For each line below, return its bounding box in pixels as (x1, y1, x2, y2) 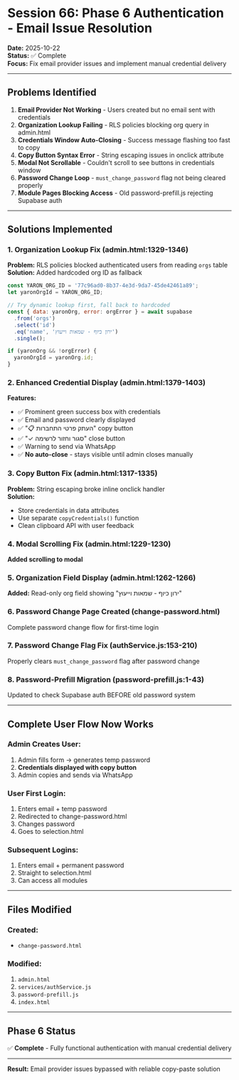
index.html (17, 999, 51, 1006)
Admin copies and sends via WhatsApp (17, 771, 133, 779)
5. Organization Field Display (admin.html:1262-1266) (7, 573, 196, 583)
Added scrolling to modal (7, 555, 83, 563)
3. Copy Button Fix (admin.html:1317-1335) (7, 468, 158, 478)
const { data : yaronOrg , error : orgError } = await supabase (7, 308, 193, 316)
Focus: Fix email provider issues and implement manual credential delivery (7, 59, 227, 68)
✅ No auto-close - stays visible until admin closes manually (17, 450, 193, 459)
